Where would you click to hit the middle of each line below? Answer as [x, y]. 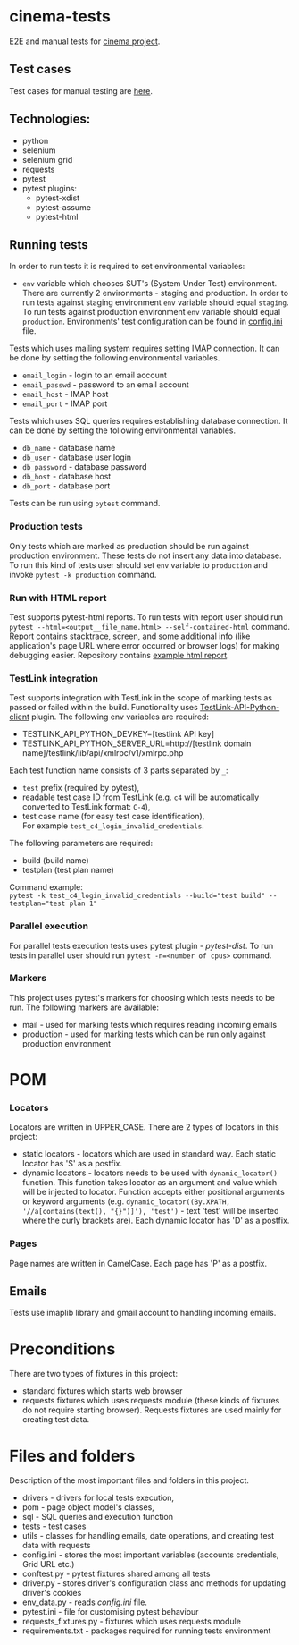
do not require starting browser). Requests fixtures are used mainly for [152, 1410]
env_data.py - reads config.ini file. [84, 1602]
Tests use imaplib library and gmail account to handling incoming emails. [143, 1313]
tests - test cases [54, 1526]
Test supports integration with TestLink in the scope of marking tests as [141, 698]
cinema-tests [60, 17]
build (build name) [55, 861]
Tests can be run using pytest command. [85, 504]
